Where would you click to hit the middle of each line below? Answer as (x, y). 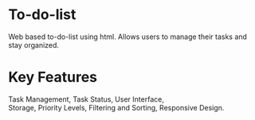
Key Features (53, 77)
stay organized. (34, 45)
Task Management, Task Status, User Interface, (86, 99)
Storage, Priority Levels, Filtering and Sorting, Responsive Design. (116, 107)
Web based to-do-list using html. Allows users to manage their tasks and (127, 37)
